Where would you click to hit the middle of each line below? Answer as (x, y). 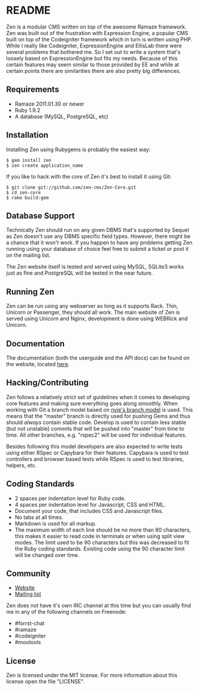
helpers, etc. (21, 465)
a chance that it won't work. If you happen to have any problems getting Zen (99, 243)
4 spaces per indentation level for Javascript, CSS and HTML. (90, 504)
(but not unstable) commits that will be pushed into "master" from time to (95, 428)
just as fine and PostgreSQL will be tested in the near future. (79, 273)
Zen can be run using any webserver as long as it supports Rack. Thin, (92, 306)
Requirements (33, 90)
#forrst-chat (30, 623)
